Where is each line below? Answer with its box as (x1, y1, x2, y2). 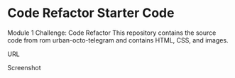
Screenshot (7, 63, 41, 72)
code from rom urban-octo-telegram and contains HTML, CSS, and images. (7, 35, 229, 44)
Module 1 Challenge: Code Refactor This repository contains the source (7, 28, 217, 37)
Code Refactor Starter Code (7, 5, 175, 21)
